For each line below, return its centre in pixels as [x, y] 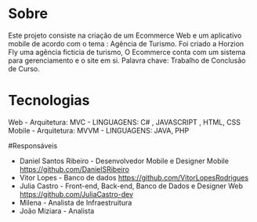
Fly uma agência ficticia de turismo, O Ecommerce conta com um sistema [127, 52]
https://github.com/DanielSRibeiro [74, 169]
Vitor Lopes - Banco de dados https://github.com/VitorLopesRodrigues [134, 177]
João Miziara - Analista [57, 211]
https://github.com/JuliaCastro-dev [76, 194]
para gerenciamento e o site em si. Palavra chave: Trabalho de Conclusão [127, 60]
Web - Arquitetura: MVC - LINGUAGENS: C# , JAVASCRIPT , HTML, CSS [125, 122]
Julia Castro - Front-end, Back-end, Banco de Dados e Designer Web [131, 186]
